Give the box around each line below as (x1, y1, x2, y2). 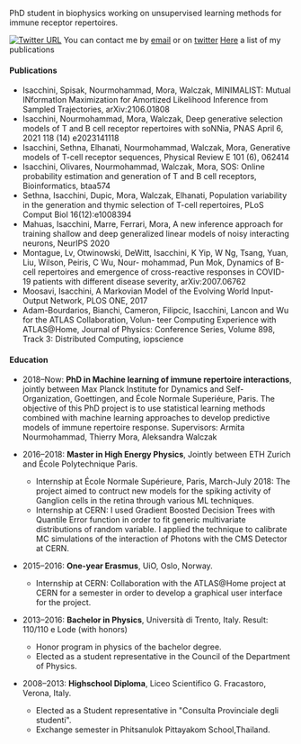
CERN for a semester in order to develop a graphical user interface (35, 587, 283, 598)
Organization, (22, 394, 73, 404)
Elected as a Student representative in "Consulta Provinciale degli (35, 705, 279, 716)
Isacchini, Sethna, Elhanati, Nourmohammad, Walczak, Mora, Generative (22, 142, 291, 153)
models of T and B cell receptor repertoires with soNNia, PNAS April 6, (22, 123, 284, 134)
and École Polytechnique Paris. (22, 458, 138, 469)
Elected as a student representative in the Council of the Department (35, 651, 290, 662)
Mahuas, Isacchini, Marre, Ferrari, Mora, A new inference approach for (22, 219, 284, 230)
